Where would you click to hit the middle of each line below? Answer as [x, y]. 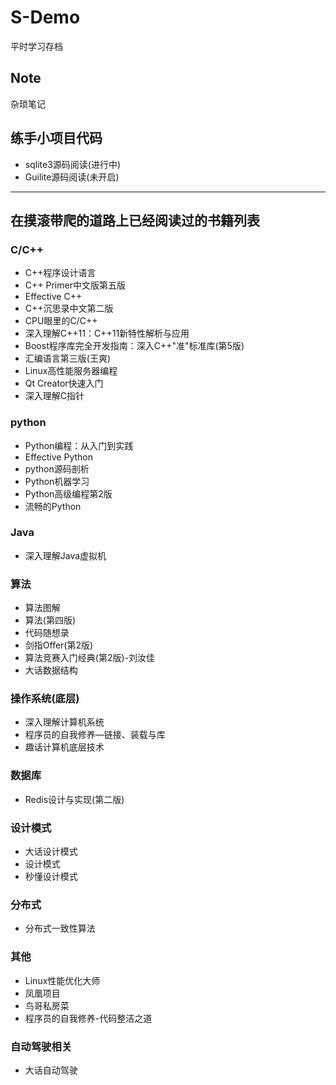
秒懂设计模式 [51, 877]
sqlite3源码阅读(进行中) [73, 164]
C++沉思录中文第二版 [69, 308]
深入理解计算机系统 [64, 722]
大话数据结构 [51, 670]
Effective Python [58, 457]
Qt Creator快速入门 [64, 383]
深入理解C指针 [54, 396]
